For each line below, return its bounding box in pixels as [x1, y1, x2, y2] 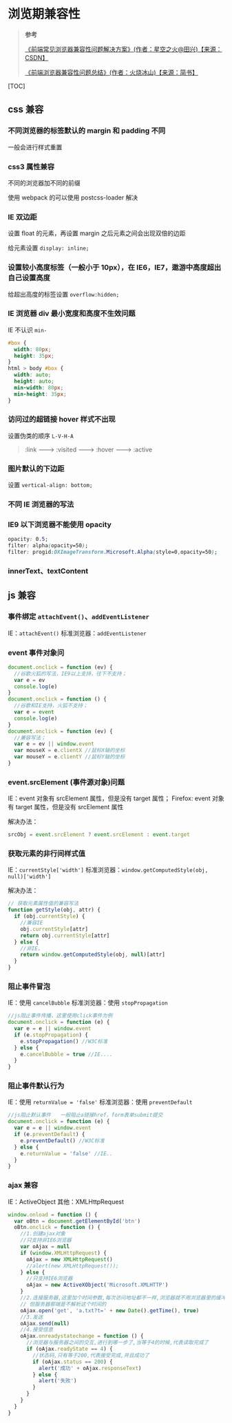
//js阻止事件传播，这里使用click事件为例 [8, 1012, 113, 1019]
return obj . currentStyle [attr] [20, 932, 110, 939]
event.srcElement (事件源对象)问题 [8, 777, 125, 787]
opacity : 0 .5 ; [8, 536, 49, 543]
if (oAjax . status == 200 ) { [32, 1358, 113, 1365]
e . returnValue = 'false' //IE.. [20, 1150, 113, 1157]
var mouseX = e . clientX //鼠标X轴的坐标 [14, 747, 125, 754]
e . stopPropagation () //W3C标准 [20, 1038, 108, 1045]
